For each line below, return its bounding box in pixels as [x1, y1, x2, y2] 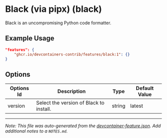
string [111, 102, 126, 109]
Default [136, 85, 154, 92]
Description [57, 88, 86, 95]
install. [36, 105, 51, 112]
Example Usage [5, 34, 55, 43]
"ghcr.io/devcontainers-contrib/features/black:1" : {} [14, 52, 130, 57]
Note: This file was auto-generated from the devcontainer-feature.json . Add [5, 123, 161, 129]
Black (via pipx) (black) [5, 3, 102, 15]
